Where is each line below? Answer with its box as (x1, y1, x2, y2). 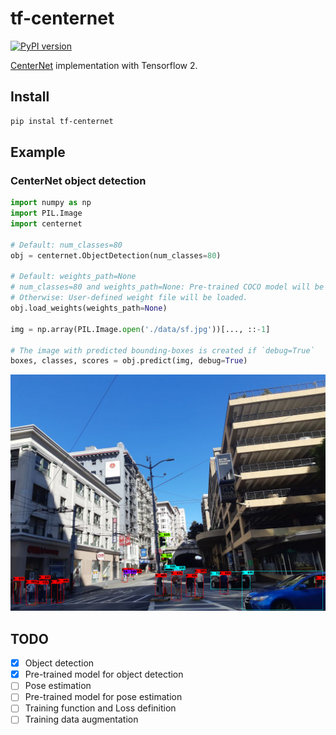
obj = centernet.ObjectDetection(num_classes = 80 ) (10, 250, 222, 261)
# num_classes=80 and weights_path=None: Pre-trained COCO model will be (10, 282, 325, 292)
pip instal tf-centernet (10, 116, 114, 126)
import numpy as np (10, 198, 92, 208)
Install (10, 88, 50, 106)
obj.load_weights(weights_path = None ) (10, 303, 168, 314)
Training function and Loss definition (24, 702, 177, 714)
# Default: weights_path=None (10, 272, 137, 282)
